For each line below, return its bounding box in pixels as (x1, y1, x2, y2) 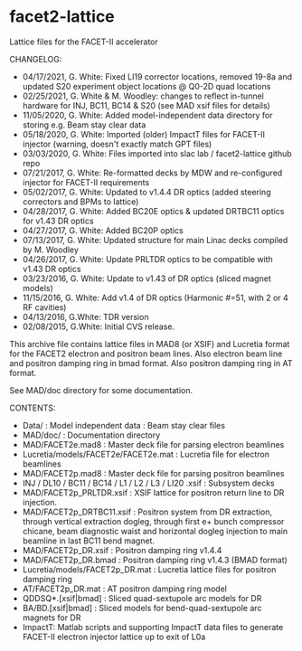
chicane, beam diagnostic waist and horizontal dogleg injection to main (22, 525, 288, 536)
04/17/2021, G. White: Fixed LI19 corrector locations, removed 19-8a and (22, 71, 292, 82)
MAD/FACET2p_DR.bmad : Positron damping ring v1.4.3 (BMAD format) (22, 554, 288, 565)
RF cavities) (22, 301, 67, 313)
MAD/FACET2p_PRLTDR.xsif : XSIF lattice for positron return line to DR (22, 486, 285, 498)
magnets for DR (22, 612, 81, 623)
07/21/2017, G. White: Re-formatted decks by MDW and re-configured (22, 167, 283, 178)
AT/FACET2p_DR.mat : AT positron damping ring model (22, 583, 228, 594)
